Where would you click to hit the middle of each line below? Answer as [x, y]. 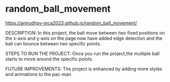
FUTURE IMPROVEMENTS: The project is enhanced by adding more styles [84, 69]
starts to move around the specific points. [49, 59]
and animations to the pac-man [38, 74]
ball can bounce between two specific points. [53, 43]
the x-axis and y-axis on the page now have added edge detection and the [84, 38]
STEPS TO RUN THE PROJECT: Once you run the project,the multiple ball [82, 53]
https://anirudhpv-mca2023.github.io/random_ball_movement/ [71, 23]
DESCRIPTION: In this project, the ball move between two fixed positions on [85, 33]
